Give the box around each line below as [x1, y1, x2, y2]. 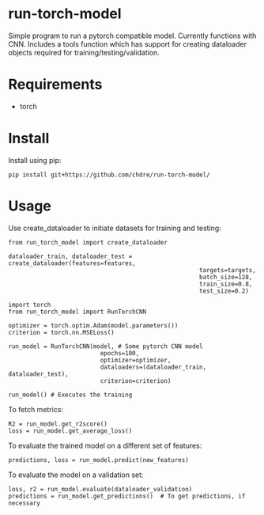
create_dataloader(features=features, [8, 259, 136, 267]
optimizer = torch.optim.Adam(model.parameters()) [8, 321, 179, 329]
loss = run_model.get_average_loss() [8, 426, 133, 435]
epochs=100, [100, 349, 140, 357]
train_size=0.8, [198, 280, 253, 288]
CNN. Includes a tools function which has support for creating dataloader [8, 39, 247, 48]
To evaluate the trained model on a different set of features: [8, 441, 202, 450]
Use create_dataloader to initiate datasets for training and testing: [8, 223, 221, 233]
